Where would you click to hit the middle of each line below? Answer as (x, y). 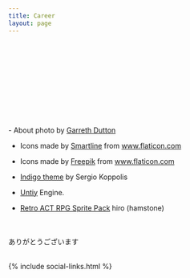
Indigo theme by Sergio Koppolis (74, 177)
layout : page (30, 23)
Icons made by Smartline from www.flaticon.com (101, 145)
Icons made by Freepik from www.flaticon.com (97, 161)
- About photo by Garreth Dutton (62, 130)
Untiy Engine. (42, 192)
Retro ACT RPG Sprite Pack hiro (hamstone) (92, 208)
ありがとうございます (43, 241)
